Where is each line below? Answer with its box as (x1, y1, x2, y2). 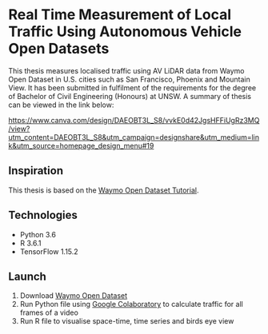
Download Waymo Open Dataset (19, 291, 128, 300)
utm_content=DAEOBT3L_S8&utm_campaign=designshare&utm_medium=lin (8, 132, 260, 141)
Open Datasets (8, 40, 110, 58)
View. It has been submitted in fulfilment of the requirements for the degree (8, 82, 257, 93)
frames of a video (19, 308, 78, 317)
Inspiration (8, 164, 64, 177)
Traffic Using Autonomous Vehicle (8, 22, 242, 41)
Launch (8, 269, 46, 283)
